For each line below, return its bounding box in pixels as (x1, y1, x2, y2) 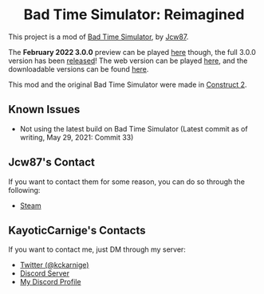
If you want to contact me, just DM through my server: (8, 245, 186, 254)
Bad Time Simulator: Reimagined (23, 6, 245, 24)
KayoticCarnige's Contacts (8, 223, 146, 237)
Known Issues (8, 103, 81, 116)
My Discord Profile (19, 277, 81, 287)
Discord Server (19, 269, 70, 278)
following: (8, 185, 41, 194)
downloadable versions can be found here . (8, 64, 149, 73)
